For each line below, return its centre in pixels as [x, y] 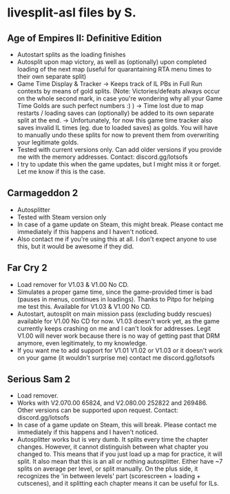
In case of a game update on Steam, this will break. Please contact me [117, 425]
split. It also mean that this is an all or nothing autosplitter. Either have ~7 [120, 462]
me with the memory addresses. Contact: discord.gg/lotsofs [102, 157]
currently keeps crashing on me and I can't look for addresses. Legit [114, 328]
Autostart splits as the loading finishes [71, 54]
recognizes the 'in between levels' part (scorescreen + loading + [109, 476]
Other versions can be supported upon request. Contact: [97, 410]
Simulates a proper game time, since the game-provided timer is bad [114, 292]
